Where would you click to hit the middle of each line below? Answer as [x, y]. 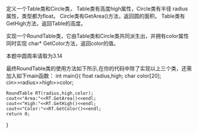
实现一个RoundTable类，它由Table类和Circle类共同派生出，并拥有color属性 [98, 36]
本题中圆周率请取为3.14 [34, 56]
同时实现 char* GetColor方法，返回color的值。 [63, 43]
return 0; [18, 114]
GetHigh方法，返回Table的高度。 [46, 23]
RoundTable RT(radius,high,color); [50, 93]
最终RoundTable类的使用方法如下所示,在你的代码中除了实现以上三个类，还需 [99, 68]
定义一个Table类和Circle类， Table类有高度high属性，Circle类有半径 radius [97, 9]
